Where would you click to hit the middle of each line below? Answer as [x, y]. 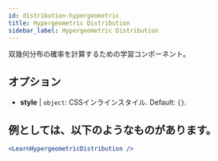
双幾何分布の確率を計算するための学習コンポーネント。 [99, 54]
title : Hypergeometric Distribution [69, 23]
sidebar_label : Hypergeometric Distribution [83, 30]
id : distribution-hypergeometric [64, 16]
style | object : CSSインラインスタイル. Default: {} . [103, 102]
